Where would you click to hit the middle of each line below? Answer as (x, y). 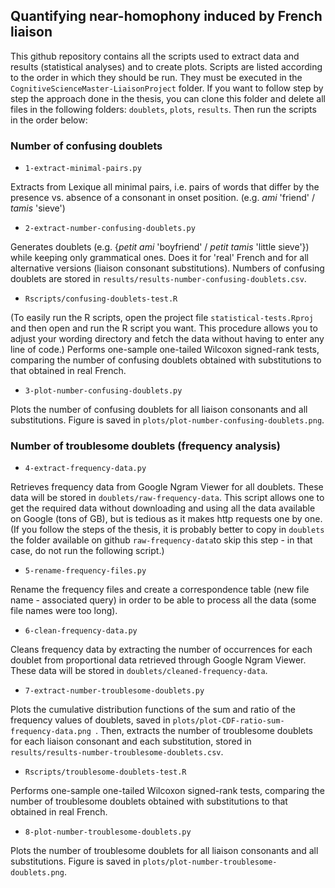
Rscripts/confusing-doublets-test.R (101, 299)
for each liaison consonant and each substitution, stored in (131, 741)
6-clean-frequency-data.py (81, 631)
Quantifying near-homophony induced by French (166, 16)
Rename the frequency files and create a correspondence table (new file (160, 590)
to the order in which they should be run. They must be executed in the (156, 77)
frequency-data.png (51, 732)
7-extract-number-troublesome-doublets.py (114, 691)
